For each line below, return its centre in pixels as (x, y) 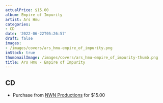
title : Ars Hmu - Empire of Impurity (45, 62)
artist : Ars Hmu (22, 19)
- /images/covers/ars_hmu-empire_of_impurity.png (59, 48)
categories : (18, 24)
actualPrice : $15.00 (27, 10)
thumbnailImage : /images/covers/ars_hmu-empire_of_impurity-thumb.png (82, 57)
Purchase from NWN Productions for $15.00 (59, 95)
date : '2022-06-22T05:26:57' (36, 34)
